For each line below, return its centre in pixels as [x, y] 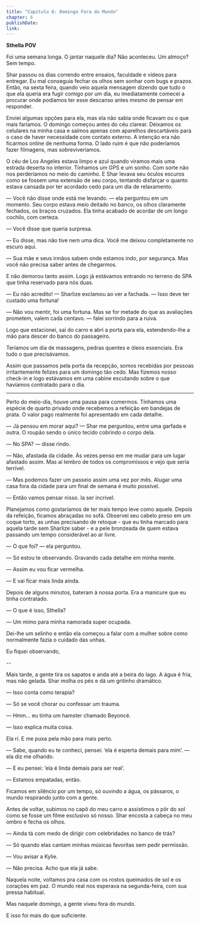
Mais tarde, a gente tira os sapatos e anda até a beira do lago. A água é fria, [99, 674]
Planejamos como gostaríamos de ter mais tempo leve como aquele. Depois [99, 509]
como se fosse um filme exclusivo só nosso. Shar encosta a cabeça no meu [99, 816]
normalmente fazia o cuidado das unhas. [56, 640]
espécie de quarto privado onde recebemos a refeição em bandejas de [93, 408]
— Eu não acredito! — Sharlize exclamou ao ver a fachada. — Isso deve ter [98, 294]
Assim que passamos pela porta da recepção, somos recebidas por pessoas [100, 366]
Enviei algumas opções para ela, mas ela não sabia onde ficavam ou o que [98, 118]
